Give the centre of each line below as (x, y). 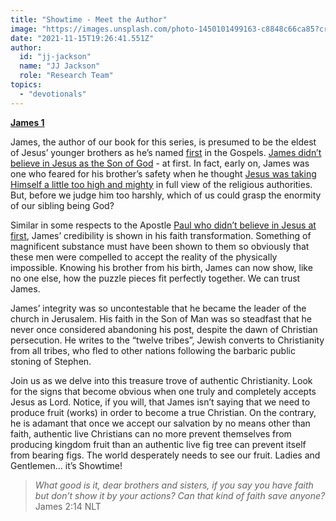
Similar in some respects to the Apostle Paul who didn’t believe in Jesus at (163, 225)
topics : (26, 85)
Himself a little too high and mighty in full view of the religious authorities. (161, 184)
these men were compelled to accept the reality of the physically (144, 257)
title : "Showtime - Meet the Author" (89, 19)
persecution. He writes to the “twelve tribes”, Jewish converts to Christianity (167, 340)
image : (24, 29)
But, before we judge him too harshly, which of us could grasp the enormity (166, 195)
